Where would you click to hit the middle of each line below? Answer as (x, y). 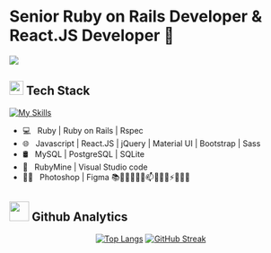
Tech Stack (58, 91)
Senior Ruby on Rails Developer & (136, 17)
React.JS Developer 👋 (92, 35)
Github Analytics (79, 217)
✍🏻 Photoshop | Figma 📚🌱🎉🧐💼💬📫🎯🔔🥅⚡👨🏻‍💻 (106, 177)
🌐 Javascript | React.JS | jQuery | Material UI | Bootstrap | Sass (141, 143)
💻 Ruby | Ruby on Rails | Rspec (83, 130)
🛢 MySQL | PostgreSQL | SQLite (83, 153)
